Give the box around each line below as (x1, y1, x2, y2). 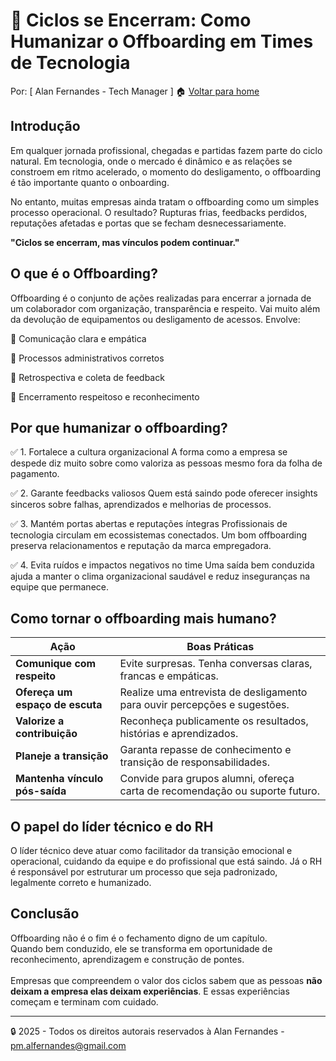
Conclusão (10, 905, 80, 923)
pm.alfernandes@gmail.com (10, 1039, 127, 1051)
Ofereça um (15, 685, 73, 699)
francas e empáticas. (119, 669, 219, 683)
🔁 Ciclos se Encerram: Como (10, 9, 252, 32)
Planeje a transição (15, 749, 109, 763)
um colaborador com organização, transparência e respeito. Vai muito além (10, 302, 321, 314)
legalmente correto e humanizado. (10, 877, 152, 888)
